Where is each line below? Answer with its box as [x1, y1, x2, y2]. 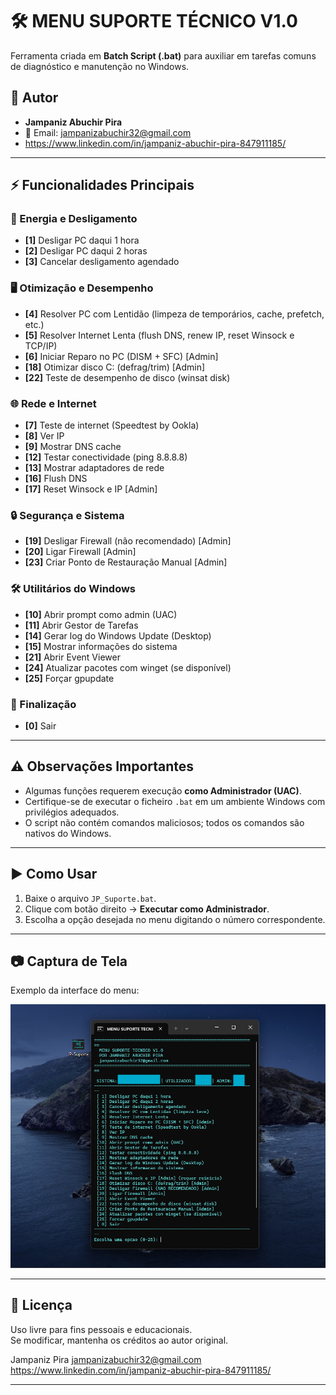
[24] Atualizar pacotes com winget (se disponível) [24, 661, 232, 673]
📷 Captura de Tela [10, 953, 128, 970]
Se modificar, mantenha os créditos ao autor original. [10, 1334, 229, 1346]
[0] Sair [24, 719, 57, 732]
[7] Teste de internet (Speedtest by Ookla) [24, 419, 200, 432]
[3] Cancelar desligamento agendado [24, 256, 180, 268]
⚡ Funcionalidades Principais [10, 177, 195, 194]
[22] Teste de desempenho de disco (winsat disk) [24, 371, 231, 383]
